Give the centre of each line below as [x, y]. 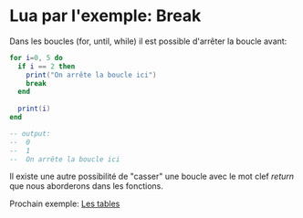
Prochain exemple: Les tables [65, 204]
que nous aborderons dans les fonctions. [87, 186]
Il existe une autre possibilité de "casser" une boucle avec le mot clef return [152, 176]
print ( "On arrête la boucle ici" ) [91, 75]
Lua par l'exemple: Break [105, 16]
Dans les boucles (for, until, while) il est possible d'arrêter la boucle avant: [148, 41]
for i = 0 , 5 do [37, 57]
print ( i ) [34, 109]
